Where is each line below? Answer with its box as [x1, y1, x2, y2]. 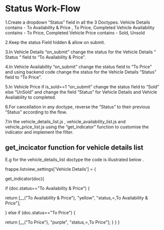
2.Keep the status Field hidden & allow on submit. [5, 39, 105, 45]
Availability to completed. [5, 94, 57, 100]
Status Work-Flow [5, 3, 80, 14]
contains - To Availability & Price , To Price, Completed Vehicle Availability [5, 24, 155, 30]
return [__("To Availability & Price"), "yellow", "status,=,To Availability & [5, 194, 148, 200]
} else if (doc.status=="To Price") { [5, 209, 76, 215]
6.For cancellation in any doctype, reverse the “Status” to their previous [5, 104, 150, 110]
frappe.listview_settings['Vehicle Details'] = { [5, 166, 96, 172]
